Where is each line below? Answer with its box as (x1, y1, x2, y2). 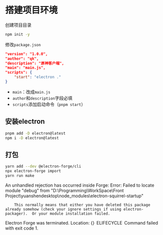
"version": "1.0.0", (5, 51, 48, 56)
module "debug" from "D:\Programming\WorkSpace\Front (5, 187, 124, 193)
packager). (5, 211, 28, 216)
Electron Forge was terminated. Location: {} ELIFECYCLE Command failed (5, 220, 159, 226)
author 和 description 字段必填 (12, 95, 73, 101)
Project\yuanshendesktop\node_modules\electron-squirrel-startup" (5, 193, 144, 199)
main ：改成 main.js (12, 89, 51, 95)
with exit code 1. (5, 225, 38, 231)
